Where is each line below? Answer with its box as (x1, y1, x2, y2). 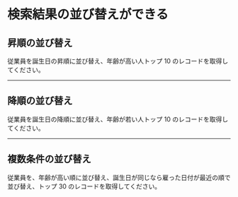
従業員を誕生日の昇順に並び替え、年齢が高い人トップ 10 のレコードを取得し (7, 57, 229, 65)
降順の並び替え (7, 95, 73, 107)
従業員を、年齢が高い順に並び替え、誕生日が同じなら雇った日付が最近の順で (7, 173, 231, 181)
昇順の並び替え (7, 37, 73, 49)
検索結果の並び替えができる (7, 6, 169, 23)
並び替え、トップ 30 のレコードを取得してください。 (7, 181, 161, 191)
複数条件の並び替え (7, 153, 91, 165)
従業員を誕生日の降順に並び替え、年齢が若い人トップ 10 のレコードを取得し (7, 114, 229, 124)
